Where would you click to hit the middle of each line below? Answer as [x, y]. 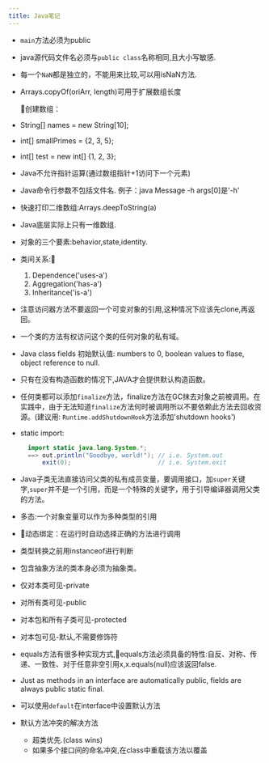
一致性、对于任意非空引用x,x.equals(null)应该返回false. [126, 664]
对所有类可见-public [53, 603]
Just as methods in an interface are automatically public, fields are [131, 680]
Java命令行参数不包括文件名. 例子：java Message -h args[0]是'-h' [130, 190]
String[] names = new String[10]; [74, 125]
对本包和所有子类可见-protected [74, 620]
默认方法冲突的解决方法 [59, 723]
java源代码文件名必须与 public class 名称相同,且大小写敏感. [118, 57]
